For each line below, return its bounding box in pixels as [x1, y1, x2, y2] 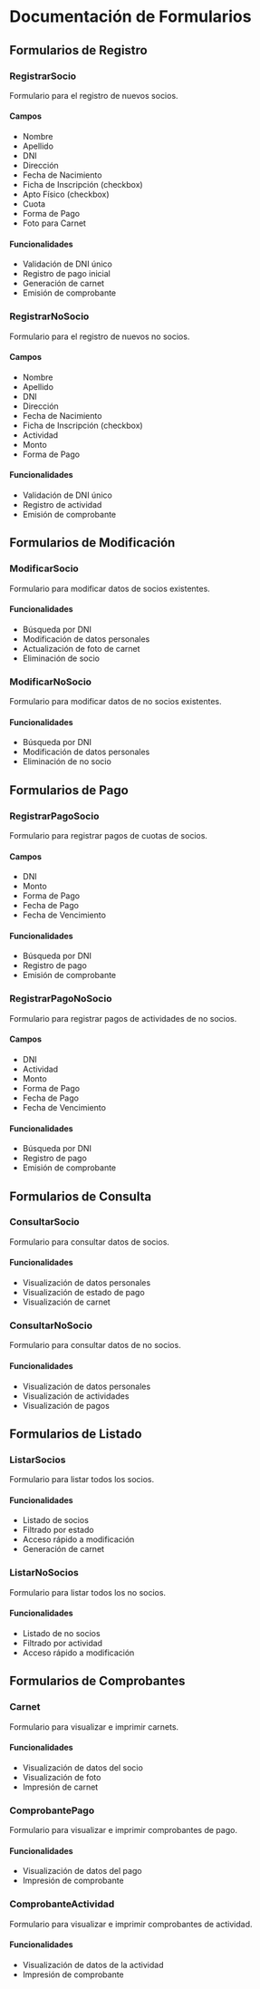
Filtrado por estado [22, 1525, 94, 1536]
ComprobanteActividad [9, 1897, 115, 1910]
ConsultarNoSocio [9, 1319, 93, 1332]
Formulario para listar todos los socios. [9, 1474, 155, 1485]
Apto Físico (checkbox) [22, 189, 111, 200]
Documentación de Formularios [9, 6, 252, 27]
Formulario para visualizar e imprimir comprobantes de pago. [9, 1825, 238, 1836]
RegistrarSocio [9, 70, 77, 82]
